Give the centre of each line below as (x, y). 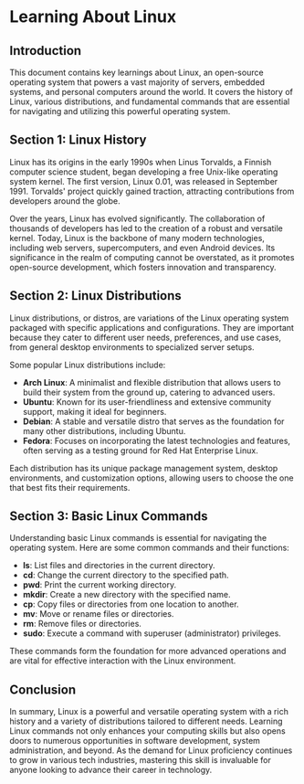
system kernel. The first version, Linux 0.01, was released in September (144, 181)
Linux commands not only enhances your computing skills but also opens (147, 731)
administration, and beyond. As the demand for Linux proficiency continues (151, 750)
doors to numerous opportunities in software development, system (135, 741)
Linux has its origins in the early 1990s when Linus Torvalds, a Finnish (141, 162)
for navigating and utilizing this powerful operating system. (120, 111)
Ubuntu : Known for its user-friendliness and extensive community (147, 402)
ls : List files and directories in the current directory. (119, 566)
